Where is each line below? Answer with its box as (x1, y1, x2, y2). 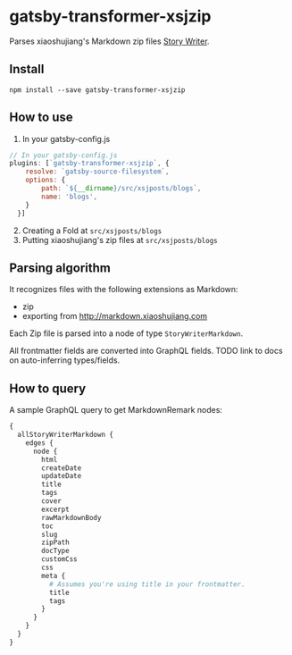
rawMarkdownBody (41, 513, 102, 522)
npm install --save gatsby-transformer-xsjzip (9, 85, 186, 95)
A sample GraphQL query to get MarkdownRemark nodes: (9, 405, 223, 416)
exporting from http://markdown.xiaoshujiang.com (21, 311, 208, 322)
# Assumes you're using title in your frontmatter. (48, 579, 246, 589)
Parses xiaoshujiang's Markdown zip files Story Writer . (9, 36, 210, 46)
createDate (41, 463, 82, 473)
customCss (41, 555, 78, 564)
